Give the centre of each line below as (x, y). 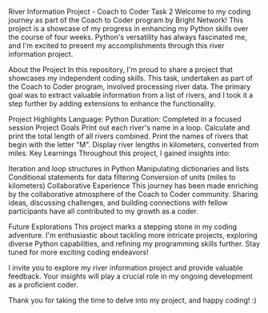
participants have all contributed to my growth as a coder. (103, 211)
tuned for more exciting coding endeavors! (79, 252)
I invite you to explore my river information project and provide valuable (126, 268)
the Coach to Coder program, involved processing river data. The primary (130, 86)
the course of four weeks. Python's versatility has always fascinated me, (128, 37)
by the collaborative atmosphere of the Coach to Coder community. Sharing (133, 194)
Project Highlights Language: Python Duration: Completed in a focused (125, 119)
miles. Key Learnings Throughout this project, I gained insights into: (119, 153)
